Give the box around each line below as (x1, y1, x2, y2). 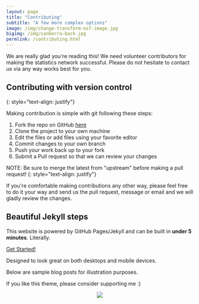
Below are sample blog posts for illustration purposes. (6, 268, 138, 275)
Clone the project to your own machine (14, 127, 110, 134)
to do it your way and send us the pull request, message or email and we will (6, 188, 194, 195)
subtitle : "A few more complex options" (6, 20, 108, 26)
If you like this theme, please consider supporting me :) (6, 280, 141, 287)
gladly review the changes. (6, 194, 72, 202)
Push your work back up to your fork (14, 146, 105, 153)
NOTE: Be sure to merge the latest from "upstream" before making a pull (6, 164, 184, 171)
